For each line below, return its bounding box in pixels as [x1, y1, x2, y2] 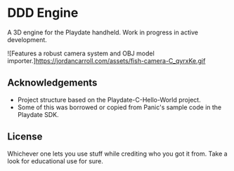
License [7, 131, 43, 143]
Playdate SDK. [17, 110, 59, 118]
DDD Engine [7, 5, 79, 21]
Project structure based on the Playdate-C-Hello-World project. [17, 95, 202, 104]
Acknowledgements [7, 77, 98, 89]
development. [7, 35, 47, 43]
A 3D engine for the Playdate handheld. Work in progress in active [7, 28, 199, 36]
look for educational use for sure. [7, 156, 104, 165]
